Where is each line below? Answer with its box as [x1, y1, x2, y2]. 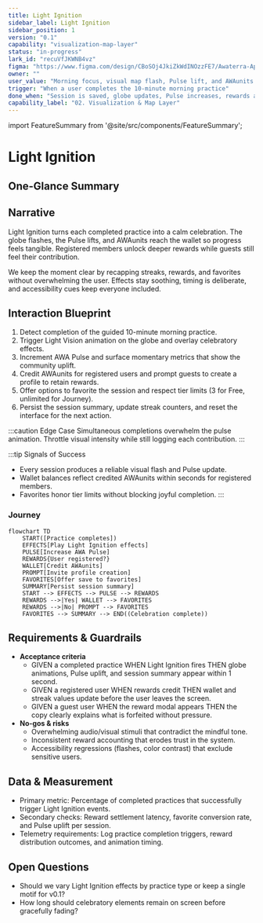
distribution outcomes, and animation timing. [19, 837, 164, 847]
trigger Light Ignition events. [19, 804, 111, 814]
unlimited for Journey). [19, 394, 94, 404]
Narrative [8, 206, 56, 220]
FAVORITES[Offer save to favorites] [22, 575, 142, 584]
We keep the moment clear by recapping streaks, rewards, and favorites [8, 267, 241, 277]
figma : [8, 63, 30, 71]
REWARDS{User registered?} [22, 555, 110, 562]
